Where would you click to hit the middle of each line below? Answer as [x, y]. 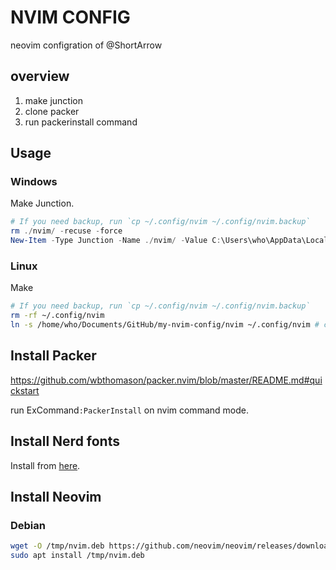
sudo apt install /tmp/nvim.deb [77, 556]
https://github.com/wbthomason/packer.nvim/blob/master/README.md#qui [166, 380]
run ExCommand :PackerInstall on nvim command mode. [129, 410]
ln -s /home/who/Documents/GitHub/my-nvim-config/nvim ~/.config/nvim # [165, 325]
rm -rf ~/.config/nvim [57, 316]
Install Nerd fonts [65, 441]
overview [40, 76]
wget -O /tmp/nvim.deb [57, 546]
